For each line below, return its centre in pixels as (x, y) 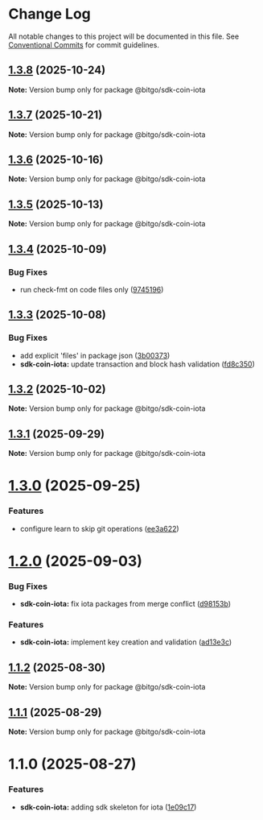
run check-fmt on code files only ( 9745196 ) (92, 289)
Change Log (49, 14)
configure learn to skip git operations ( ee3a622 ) (99, 528)
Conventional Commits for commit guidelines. (84, 44)
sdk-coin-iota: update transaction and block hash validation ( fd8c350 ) (137, 364)
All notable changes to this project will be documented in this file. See (124, 36)
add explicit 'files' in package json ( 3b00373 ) (95, 355)
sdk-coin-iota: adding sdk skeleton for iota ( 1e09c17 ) (108, 807)
